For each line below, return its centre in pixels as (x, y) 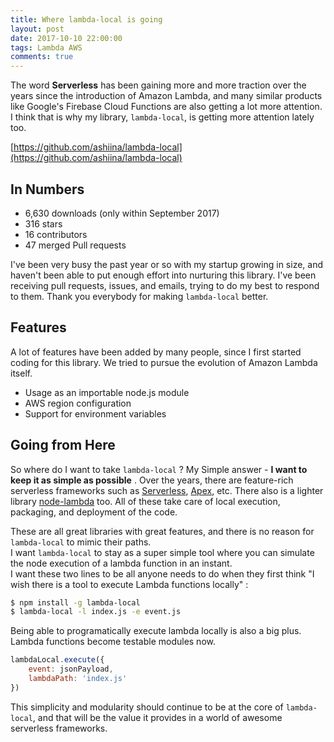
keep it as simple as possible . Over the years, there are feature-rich (152, 480)
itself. (21, 373)
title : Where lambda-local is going (86, 19)
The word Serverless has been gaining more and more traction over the (158, 85)
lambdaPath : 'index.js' (78, 679)
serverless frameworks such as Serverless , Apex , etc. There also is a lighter (167, 490)
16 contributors (56, 234)
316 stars (43, 223)
